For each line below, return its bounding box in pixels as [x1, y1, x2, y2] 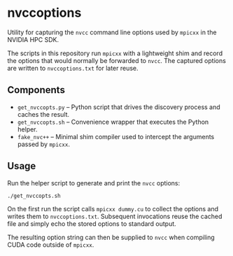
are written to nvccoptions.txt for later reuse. [7, 64, 139, 72]
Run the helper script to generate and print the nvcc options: [7, 178, 181, 187]
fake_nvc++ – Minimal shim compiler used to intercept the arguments [17, 132, 215, 141]
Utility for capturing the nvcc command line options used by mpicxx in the [7, 28, 217, 36]
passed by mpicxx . [17, 140, 70, 148]
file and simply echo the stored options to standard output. [7, 220, 176, 228]
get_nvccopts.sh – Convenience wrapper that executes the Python [17, 118, 209, 126]
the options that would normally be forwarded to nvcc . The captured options [7, 56, 226, 64]
